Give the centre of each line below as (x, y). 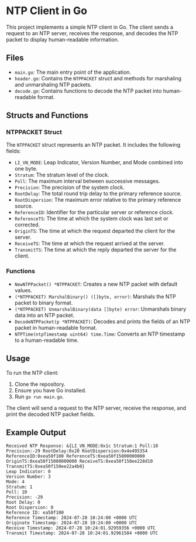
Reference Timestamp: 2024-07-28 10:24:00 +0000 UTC (72, 518)
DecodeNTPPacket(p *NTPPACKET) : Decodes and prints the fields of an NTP (102, 321)
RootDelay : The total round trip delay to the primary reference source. (98, 194)
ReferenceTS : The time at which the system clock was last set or (91, 219)
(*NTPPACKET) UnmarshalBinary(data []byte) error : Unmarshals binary (100, 309)
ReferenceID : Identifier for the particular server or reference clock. (94, 212)
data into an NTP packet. (44, 315)
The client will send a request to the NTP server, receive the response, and (96, 408)
